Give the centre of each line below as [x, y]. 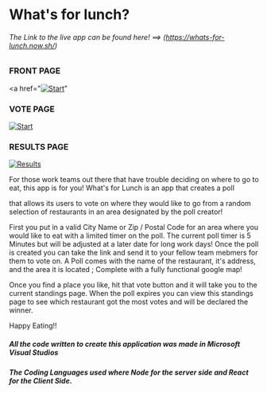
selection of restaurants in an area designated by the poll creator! [116, 212]
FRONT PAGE [35, 71]
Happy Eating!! [33, 326]
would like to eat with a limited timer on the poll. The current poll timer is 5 [130, 235]
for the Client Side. [41, 381]
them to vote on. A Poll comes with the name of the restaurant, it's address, [133, 261]
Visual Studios [34, 352]
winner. [21, 310]
